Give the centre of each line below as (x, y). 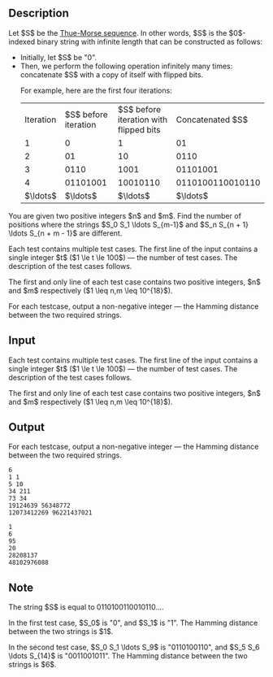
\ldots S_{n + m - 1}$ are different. (65, 233)
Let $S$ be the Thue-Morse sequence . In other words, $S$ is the (118, 33)
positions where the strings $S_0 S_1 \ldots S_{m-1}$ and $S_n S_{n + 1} (129, 224)
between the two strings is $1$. (61, 631)
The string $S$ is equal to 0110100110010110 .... (86, 607)
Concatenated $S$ (212, 119)
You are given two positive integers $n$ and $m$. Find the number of (125, 215)
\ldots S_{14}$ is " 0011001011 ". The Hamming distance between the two (128, 656)
